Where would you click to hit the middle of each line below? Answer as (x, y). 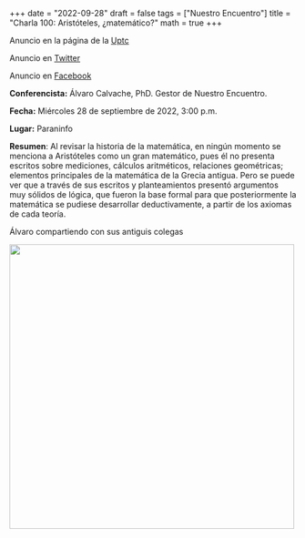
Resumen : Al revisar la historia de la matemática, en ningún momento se (145, 146)
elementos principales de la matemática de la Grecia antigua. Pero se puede (152, 175)
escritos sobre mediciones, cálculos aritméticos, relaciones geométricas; (147, 166)
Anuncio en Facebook (51, 76)
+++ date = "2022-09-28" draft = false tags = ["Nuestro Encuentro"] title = (150, 13)
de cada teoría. (38, 214)
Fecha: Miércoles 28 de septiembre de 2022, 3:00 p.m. (113, 111)
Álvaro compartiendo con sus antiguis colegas (97, 232)
